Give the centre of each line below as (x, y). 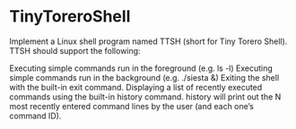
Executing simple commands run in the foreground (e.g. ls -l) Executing (141, 68)
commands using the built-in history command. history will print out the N (145, 97)
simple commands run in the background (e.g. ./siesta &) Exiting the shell (144, 77)
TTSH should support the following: (75, 50)
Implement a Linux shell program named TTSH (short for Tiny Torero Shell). (148, 41)
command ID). (35, 116)
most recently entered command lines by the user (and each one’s (131, 106)
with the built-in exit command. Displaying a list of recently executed (136, 87)
